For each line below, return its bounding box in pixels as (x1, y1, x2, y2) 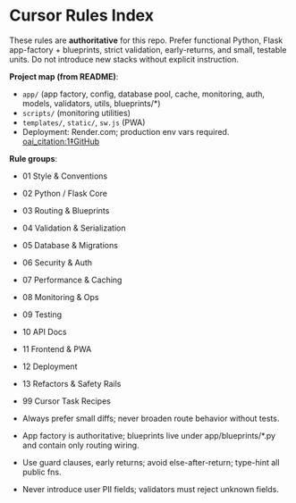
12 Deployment (21, 361, 78, 372)
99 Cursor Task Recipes (21, 395, 112, 407)
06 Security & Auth (21, 256, 92, 268)
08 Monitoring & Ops (21, 291, 99, 302)
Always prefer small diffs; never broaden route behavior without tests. (21, 413, 280, 423)
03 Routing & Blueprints (21, 205, 110, 215)
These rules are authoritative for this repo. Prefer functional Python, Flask (9, 35, 283, 46)
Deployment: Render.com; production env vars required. (21, 126, 230, 137)
